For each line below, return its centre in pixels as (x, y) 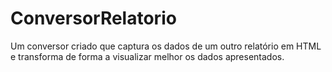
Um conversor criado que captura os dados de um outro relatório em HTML (166, 46)
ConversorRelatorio (93, 18)
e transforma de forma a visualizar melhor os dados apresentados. (147, 56)
